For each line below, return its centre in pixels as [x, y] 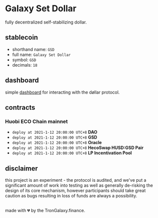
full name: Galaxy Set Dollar [41, 54]
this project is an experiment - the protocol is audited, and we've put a [76, 180]
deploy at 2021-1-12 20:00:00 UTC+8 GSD [55, 137]
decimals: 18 [25, 65]
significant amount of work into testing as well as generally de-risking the [79, 185]
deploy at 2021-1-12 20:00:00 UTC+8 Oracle [57, 143]
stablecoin [22, 37]
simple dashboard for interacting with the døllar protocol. [62, 92]
